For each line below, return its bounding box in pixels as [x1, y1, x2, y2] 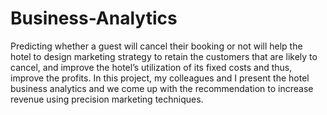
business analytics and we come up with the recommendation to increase [10, 82, 314, 94]
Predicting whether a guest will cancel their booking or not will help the [10, 40, 303, 52]
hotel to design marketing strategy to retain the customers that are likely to [10, 50, 318, 62]
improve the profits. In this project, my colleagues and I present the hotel [10, 72, 310, 84]
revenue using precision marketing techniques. [10, 93, 204, 105]
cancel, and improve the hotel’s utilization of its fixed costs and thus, [10, 61, 293, 73]
